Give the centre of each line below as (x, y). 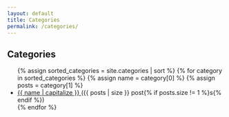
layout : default (30, 13)
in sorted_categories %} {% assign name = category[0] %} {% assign (116, 78)
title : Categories (33, 20)
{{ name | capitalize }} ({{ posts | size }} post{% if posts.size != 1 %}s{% (119, 93)
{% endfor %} (37, 107)
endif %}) (31, 100)
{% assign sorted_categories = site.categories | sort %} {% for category (120, 71)
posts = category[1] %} (50, 85)
